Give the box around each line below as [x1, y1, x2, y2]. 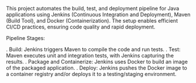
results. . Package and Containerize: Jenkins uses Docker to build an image [6, 58, 188, 65]
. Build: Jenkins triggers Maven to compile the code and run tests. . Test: [6, 46, 181, 53]
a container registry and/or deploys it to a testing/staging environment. [6, 71, 177, 77]
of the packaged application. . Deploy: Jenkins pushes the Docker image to [6, 64, 187, 71]
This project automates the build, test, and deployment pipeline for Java [6, 5, 180, 12]
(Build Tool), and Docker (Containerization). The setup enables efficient [6, 17, 178, 24]
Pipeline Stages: [6, 35, 45, 41]
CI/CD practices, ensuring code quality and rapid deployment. [6, 23, 156, 30]
